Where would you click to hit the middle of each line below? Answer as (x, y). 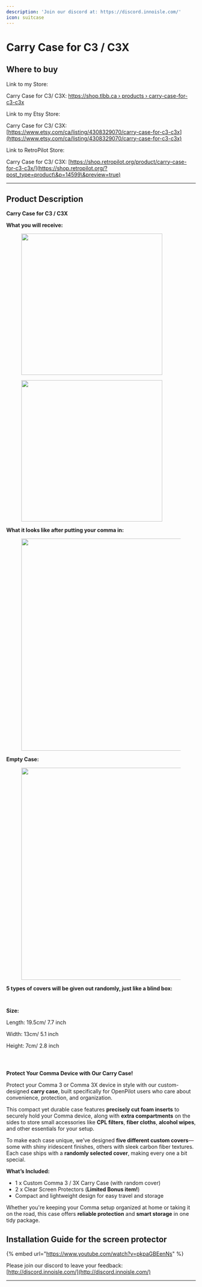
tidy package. (23, 1220)
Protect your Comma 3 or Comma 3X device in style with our (81, 1085)
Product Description (45, 199)
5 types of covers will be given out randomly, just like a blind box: (89, 988)
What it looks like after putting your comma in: (65, 530)
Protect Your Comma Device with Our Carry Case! (70, 1074)
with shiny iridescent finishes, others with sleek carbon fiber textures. (108, 1147)
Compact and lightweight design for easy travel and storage (89, 1196)
